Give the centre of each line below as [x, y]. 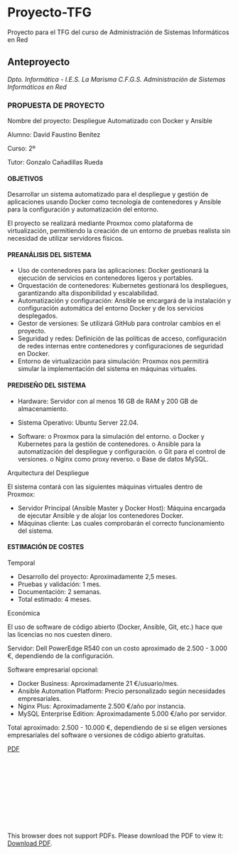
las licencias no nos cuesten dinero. [60, 634]
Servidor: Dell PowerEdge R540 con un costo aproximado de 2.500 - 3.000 [117, 648]
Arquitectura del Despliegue [48, 473]
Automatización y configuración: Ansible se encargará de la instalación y [124, 301]
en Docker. [33, 354]
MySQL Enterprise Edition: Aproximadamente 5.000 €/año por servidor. [122, 714]
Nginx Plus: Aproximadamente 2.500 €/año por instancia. [102, 706]
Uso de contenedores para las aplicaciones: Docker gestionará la [113, 271]
